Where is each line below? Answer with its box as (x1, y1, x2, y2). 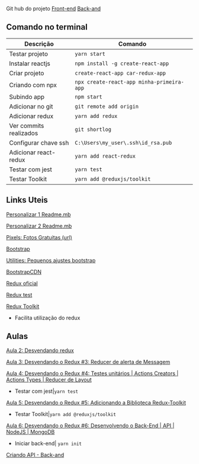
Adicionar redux (9, 112, 54, 120)
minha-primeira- (138, 78, 185, 85)
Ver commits (9, 121, 44, 130)
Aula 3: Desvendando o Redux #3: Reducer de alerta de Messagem (6, 359, 171, 366)
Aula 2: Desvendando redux (6, 347, 74, 354)
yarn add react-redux (75, 152, 136, 159)
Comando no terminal (6, 22, 88, 32)
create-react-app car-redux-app (75, 69, 166, 76)
